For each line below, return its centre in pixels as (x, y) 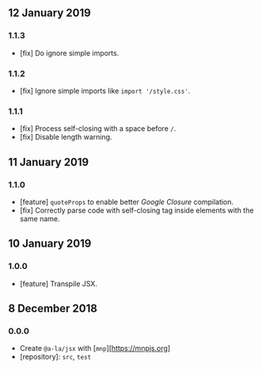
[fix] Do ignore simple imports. (69, 53)
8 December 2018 (53, 309)
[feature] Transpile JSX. (58, 283)
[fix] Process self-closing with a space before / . (98, 129)
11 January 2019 (49, 162)
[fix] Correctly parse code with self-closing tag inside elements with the (137, 210)
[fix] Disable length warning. (66, 137)
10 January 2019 (50, 244)
